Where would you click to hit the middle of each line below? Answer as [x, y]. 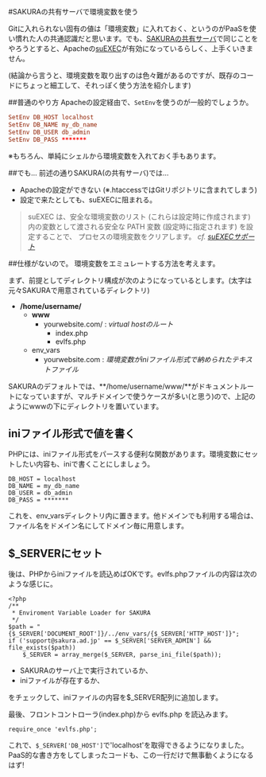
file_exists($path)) [42, 648]
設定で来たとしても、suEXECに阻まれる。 [88, 199]
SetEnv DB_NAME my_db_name [53, 125]
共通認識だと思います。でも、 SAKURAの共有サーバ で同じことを [154, 39]
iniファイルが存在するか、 [62, 681]
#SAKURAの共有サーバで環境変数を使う [73, 12]
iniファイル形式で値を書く [72, 433]
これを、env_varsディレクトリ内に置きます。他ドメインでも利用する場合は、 [133, 516]
